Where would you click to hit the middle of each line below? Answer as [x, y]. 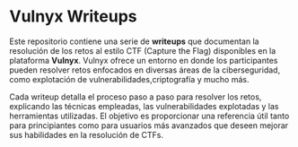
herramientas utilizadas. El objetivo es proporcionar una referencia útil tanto [149, 116]
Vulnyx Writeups [73, 17]
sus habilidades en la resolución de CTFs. [87, 134]
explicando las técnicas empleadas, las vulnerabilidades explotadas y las [145, 106]
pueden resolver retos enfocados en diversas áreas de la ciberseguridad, [145, 70]
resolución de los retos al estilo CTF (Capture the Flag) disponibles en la [143, 50]
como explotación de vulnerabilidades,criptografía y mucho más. [129, 79]
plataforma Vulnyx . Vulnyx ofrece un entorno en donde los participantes [144, 60]
